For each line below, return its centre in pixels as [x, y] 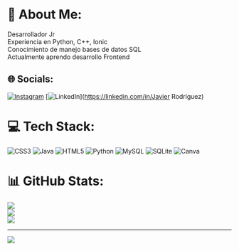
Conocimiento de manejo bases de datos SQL [74, 49]
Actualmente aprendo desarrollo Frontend [69, 57]
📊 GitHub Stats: [56, 181]
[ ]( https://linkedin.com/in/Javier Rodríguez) [124, 96]
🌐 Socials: [31, 79]
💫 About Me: [45, 15]
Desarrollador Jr [31, 34]
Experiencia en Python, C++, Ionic [58, 41]
